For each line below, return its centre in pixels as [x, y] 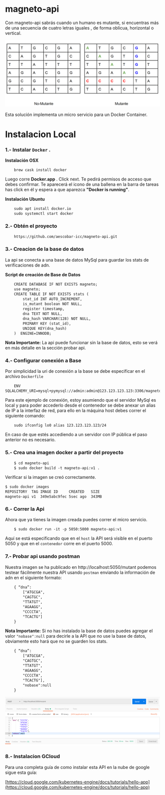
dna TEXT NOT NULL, [43, 314]
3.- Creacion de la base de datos [45, 249]
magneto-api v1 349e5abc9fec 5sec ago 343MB [54, 497]
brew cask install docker [41, 170]
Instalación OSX [22, 160]
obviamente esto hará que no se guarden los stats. [56, 641]
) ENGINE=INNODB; [33, 333]
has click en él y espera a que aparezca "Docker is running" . [67, 189]
